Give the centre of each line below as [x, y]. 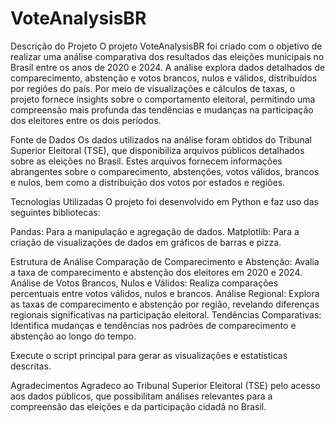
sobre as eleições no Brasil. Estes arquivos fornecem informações [146, 161]
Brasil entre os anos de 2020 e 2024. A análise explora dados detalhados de [168, 67]
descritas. [31, 366]
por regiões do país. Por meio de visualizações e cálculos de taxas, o [153, 88]
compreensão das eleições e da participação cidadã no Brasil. [138, 406]
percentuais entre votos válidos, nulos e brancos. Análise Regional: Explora [165, 293]
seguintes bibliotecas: [55, 212]
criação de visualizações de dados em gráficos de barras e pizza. [146, 242]
